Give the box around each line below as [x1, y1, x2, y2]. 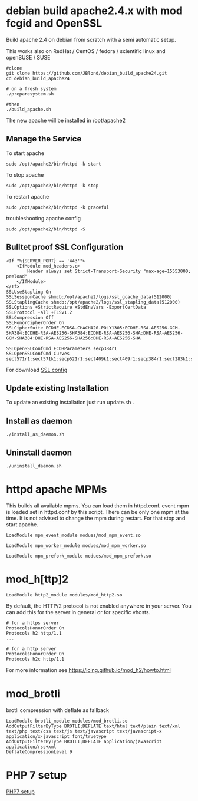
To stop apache [6, 171, 44, 178]
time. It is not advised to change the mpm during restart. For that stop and [6, 515, 186, 522]
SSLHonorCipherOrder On [6, 319, 65, 325]
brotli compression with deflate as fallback [6, 706, 109, 714]
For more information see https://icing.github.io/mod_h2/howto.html [6, 666, 171, 673]
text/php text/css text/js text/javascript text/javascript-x [6, 728, 162, 734]
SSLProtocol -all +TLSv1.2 [6, 309, 72, 315]
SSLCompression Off [6, 314, 54, 321]
